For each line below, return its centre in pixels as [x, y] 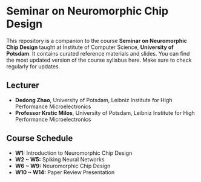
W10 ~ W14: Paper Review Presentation [65, 172]
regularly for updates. [33, 66]
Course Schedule [40, 138]
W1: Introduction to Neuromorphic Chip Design [74, 153]
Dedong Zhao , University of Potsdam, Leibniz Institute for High [94, 100]
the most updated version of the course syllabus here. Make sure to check [99, 60]
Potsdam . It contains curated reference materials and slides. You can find [98, 53]
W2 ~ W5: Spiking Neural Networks [60, 159]
